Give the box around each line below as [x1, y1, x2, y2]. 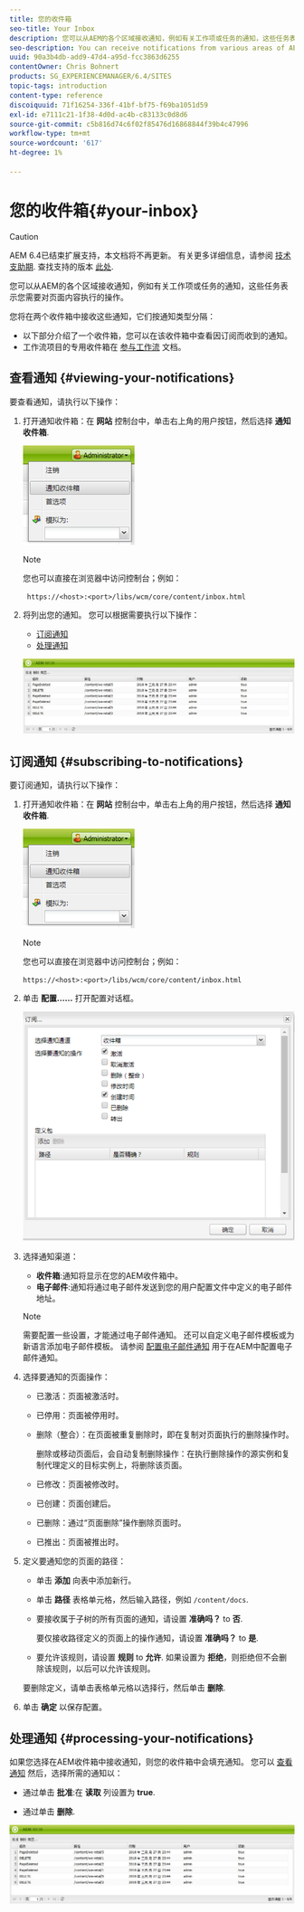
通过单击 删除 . [22, 1806, 75, 1817]
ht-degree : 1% [9, 148, 63, 157]
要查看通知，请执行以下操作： [9, 396, 120, 407]
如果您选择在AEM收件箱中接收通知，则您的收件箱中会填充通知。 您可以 [9, 1756, 275, 1767]
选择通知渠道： [22, 1251, 79, 1262]
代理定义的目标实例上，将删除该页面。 [43, 1460, 187, 1471]
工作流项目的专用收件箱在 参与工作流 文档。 [22, 341, 186, 352]
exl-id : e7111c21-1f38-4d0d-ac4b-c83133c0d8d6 [9, 109, 188, 119]
